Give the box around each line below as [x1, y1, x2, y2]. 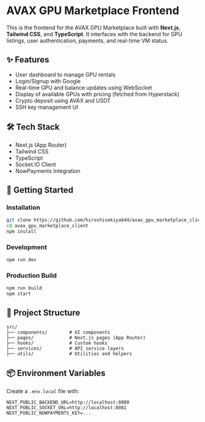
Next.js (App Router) [15, 141, 67, 149]
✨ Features [6, 54, 49, 65]
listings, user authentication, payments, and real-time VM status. [6, 37, 169, 44]
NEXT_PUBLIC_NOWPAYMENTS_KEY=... [6, 410, 92, 416]
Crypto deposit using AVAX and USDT [15, 97, 111, 104]
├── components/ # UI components [6, 329, 111, 335]
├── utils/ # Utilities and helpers [6, 350, 132, 357]
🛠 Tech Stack [6, 122, 60, 132]
